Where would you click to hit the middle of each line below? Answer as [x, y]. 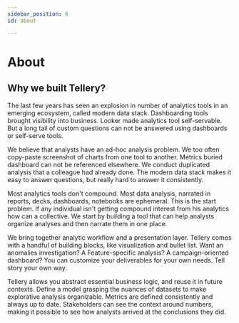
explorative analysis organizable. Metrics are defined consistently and [110, 297]
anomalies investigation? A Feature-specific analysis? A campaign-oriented [118, 253]
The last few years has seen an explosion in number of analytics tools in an [118, 105]
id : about [22, 21]
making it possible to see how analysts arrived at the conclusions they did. [117, 312]
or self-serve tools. [35, 135]
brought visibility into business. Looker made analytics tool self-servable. [115, 120]
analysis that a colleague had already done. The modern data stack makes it [119, 172]
